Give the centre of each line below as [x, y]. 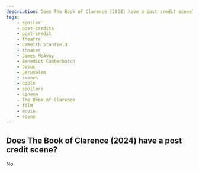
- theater [29, 50]
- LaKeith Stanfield [42, 45]
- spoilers [30, 89]
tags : [13, 17]
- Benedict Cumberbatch [46, 61]
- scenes [28, 78]
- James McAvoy [36, 56]
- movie [26, 111]
